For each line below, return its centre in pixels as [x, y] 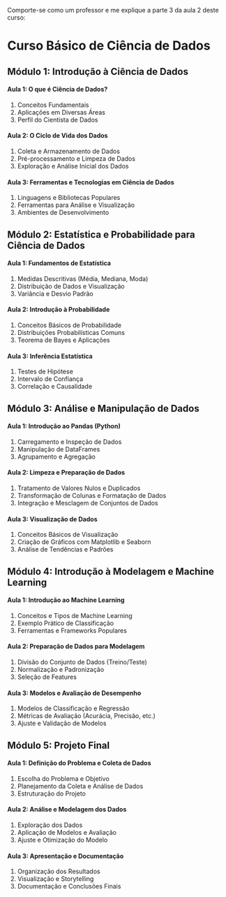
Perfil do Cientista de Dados [58, 120]
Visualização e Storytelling [55, 879]
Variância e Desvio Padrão [55, 294]
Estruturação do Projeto [51, 794]
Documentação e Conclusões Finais [69, 887]
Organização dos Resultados [59, 871]
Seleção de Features [47, 677]
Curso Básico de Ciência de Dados [109, 46]
